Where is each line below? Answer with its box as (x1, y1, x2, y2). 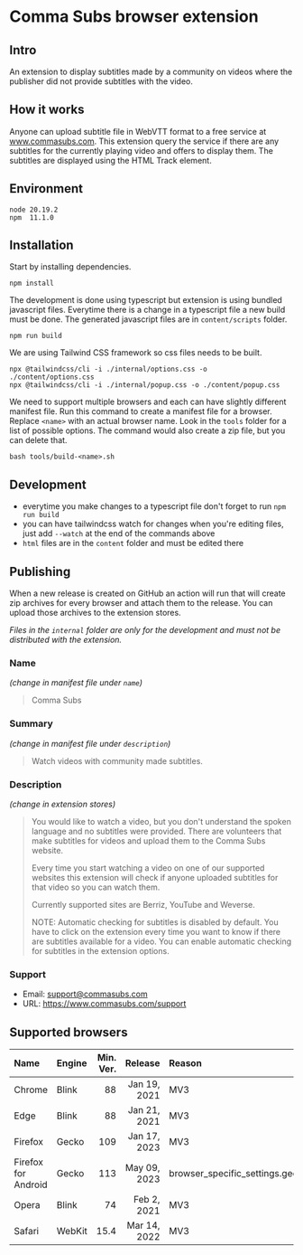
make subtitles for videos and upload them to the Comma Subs (31, 835, 266, 846)
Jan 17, (127, 1130, 161, 1143)
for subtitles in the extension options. (31, 945, 170, 956)
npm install (9, 278, 54, 288)
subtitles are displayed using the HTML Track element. (9, 155, 212, 165)
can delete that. (9, 435, 68, 446)
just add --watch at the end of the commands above (22, 528, 216, 539)
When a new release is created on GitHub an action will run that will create (9, 588, 286, 599)
